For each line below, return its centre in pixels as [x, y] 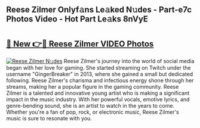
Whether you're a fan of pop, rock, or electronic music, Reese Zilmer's [93, 112]
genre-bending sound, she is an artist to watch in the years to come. [90, 106]
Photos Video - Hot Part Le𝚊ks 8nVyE [77, 19]
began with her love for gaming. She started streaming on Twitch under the [99, 68]
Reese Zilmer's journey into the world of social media [129, 61]
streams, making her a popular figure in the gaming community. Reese [93, 87]
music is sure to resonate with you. [49, 118]
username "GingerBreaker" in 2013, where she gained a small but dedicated [100, 74]
